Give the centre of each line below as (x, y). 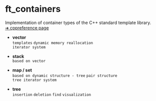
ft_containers (33, 9)
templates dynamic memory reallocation (53, 43)
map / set (22, 70)
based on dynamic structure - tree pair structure (65, 76)
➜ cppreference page (27, 27)
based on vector (29, 61)
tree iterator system (34, 80)
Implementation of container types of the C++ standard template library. (78, 23)
